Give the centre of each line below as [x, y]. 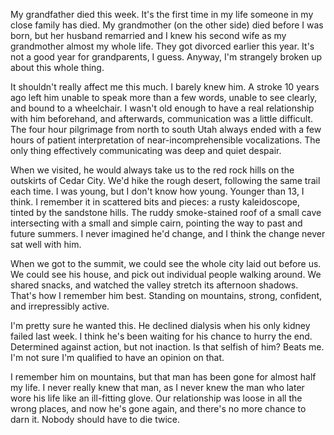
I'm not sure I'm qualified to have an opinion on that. [117, 357]
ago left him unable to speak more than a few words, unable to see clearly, [164, 97]
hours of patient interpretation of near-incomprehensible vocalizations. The [165, 140]
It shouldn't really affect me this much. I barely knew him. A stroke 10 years [165, 87]
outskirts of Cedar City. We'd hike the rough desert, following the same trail [165, 180]
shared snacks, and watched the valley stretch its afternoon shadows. [154, 285]
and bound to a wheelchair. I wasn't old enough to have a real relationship [162, 108]
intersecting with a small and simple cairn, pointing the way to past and [156, 223]
